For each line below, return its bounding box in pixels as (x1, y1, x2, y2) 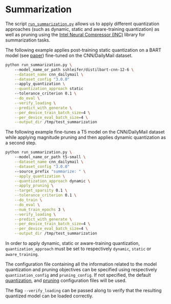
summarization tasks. (5, 37, 51, 43)
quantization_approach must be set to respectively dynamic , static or (5, 245, 152, 252)
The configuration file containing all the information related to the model (5, 261, 157, 268)
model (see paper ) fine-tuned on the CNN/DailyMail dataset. (5, 52, 133, 59)
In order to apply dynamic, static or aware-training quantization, (5, 240, 140, 246)
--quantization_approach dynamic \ (14, 178, 91, 183)
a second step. (5, 140, 37, 146)
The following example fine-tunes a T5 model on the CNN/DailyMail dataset (5, 129, 165, 135)
